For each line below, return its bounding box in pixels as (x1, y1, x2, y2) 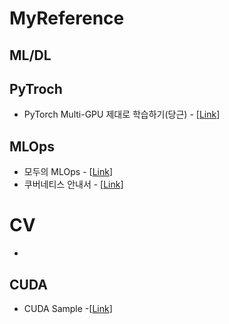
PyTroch (9, 80, 63, 97)
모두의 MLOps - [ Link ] (23, 166, 114, 178)
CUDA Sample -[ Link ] (23, 302, 113, 314)
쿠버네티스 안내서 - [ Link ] (23, 178, 124, 191)
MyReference (9, 7, 125, 30)
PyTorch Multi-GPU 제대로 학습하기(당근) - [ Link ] (23, 108, 221, 121)
